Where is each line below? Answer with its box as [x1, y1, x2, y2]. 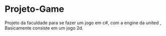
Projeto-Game [4, 3, 64, 15]
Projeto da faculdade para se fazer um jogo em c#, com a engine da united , [4, 20, 161, 26]
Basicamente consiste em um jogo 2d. [4, 25, 83, 31]
